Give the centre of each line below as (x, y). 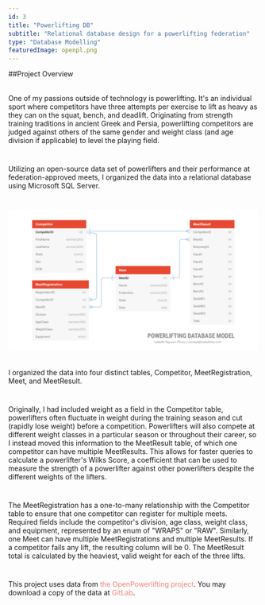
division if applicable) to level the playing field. (84, 141)
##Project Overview (41, 74)
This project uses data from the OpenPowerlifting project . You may (117, 584)
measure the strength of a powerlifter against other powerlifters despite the (131, 468)
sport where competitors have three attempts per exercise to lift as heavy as (133, 107)
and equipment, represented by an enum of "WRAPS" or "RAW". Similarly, (129, 530)
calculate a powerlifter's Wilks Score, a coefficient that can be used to (123, 460)
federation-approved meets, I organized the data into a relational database (130, 177)
